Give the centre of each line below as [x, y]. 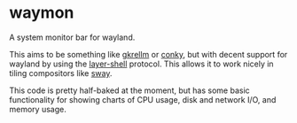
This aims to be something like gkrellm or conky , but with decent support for [148, 54]
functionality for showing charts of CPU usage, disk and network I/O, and [143, 99]
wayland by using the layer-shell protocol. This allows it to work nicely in [141, 64]
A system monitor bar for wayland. [72, 37]
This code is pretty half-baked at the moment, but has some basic [129, 90]
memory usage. [38, 109]
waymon [42, 13]
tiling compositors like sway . [61, 73]
